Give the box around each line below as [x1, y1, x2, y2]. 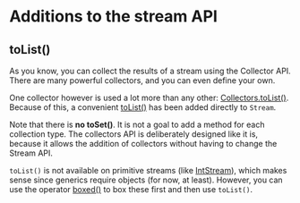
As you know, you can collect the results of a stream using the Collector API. [9, 65, 291, 76]
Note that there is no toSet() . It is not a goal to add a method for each [9, 119, 265, 130]
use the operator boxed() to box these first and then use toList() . [9, 184, 253, 194]
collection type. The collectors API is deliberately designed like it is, [9, 129, 258, 140]
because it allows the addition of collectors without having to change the [9, 139, 278, 148]
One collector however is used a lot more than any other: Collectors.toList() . [9, 92, 289, 103]
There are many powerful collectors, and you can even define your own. [9, 75, 276, 86]
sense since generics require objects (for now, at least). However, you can [9, 174, 284, 185]
